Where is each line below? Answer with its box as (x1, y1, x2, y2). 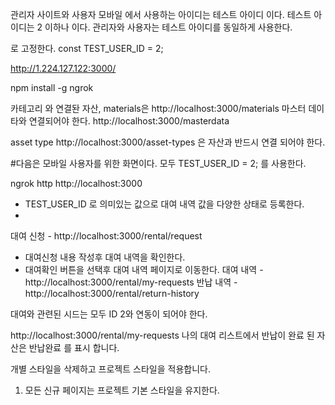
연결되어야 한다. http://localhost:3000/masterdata (28, 115, 230, 127)
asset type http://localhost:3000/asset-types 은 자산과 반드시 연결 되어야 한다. (10, 136, 326, 148)
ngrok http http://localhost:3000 (10, 178, 143, 189)
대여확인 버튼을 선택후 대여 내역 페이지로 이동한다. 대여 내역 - (24, 264, 264, 275)
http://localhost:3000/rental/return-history (24, 288, 200, 299)
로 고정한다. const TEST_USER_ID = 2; (10, 43, 164, 54)
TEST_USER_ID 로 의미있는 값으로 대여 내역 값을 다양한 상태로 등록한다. (24, 198, 305, 210)
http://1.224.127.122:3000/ (10, 63, 117, 74)
